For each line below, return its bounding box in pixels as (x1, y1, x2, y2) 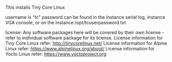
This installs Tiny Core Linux (5, 5, 65, 10)
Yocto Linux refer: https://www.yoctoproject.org (5, 51, 107, 57)
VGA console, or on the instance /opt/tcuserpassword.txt (5, 20, 126, 25)
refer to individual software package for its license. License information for (5, 35, 163, 41)
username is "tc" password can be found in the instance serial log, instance (5, 14, 165, 20)
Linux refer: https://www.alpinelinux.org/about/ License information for (5, 46, 155, 51)
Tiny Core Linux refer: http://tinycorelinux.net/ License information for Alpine (5, 40, 167, 46)
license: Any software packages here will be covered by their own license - (5, 29, 164, 35)
